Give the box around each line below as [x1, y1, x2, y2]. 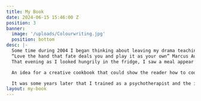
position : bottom [11, 36, 55, 42]
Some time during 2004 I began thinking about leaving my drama [11, 48, 175, 54]
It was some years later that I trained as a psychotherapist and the [11, 80, 191, 87]
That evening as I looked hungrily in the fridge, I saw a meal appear [11, 59, 194, 65]
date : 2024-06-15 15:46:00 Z [6, 14, 79, 20]
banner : [6, 25, 26, 32]
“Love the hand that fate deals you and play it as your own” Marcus [11, 53, 188, 59]
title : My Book [6, 8, 44, 15]
